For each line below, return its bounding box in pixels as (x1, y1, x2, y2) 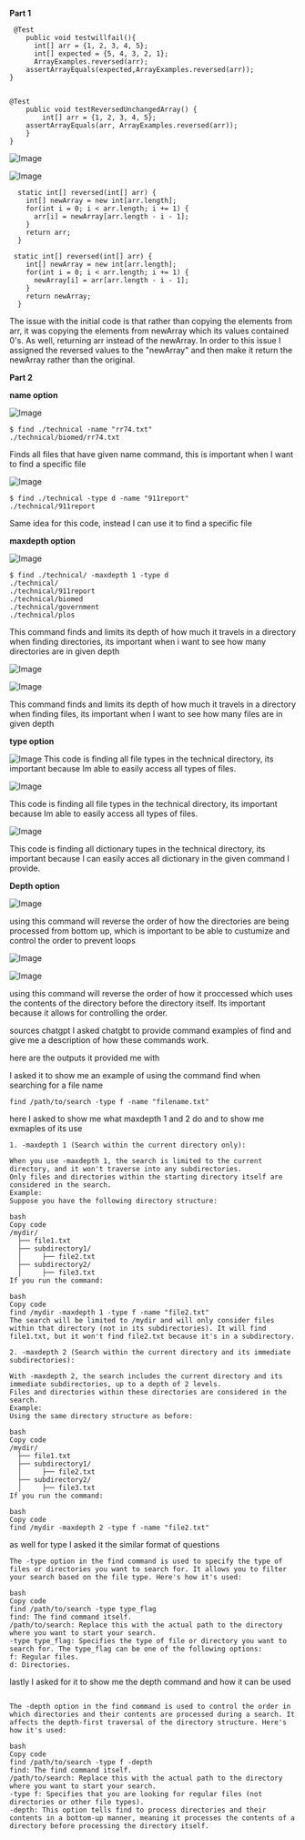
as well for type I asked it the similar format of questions (9, 1539, 220, 1549)
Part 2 (9, 373, 34, 383)
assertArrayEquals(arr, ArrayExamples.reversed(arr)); (25, 121, 239, 130)
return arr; (25, 228, 71, 237)
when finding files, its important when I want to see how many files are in (9, 709, 284, 719)
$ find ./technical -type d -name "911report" (9, 494, 189, 503)
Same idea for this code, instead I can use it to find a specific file (9, 518, 253, 528)
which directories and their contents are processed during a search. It (9, 1710, 296, 1719)
